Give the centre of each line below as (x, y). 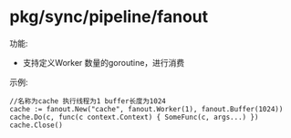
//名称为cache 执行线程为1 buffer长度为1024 (88, 101)
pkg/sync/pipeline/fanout (109, 17)
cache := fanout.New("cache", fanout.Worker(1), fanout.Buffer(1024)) (146, 109)
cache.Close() (36, 125)
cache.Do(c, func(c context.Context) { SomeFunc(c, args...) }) (134, 117)
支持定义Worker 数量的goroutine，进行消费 (104, 62)
